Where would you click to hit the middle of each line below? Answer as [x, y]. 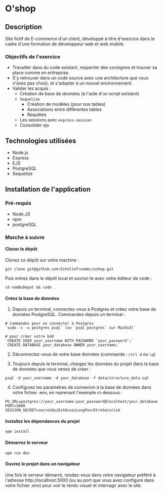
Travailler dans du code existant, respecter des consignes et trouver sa [84, 68]
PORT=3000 [15, 406]
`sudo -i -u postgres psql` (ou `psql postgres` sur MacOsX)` [70, 328]
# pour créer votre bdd [30, 336]
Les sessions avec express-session [56, 120]
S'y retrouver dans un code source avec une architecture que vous [80, 78]
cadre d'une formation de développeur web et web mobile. [65, 44]
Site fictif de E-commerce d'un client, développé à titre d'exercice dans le [80, 39]
